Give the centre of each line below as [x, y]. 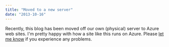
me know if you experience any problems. [49, 39]
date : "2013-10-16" [26, 14]
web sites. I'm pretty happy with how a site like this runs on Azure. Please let [84, 34]
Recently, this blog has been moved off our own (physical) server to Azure [82, 28]
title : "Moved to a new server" [39, 10]
